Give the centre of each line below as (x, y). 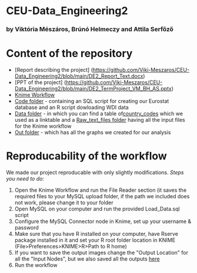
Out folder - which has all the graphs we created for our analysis (93, 132)
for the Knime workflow (43, 126)
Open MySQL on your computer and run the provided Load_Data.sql (97, 209)
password (27, 227)
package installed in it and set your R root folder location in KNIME (95, 240)
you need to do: (25, 178)
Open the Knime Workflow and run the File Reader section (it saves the (101, 190)
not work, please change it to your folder (64, 202)
